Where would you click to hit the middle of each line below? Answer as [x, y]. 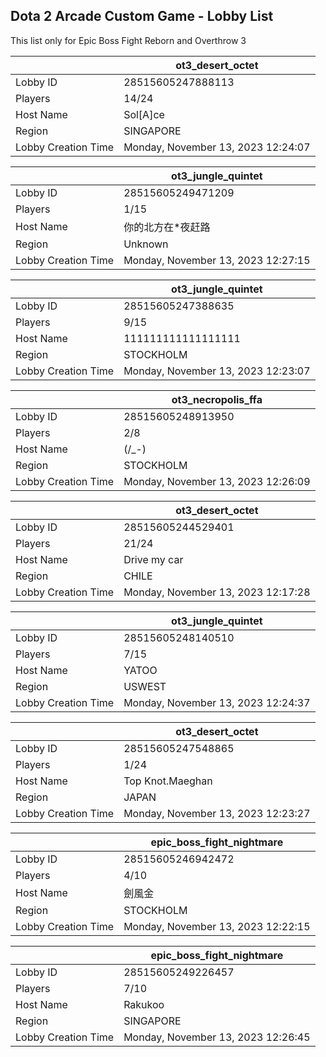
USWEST [145, 686]
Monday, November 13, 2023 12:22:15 [217, 926]
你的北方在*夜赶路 [167, 227]
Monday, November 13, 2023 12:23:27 [217, 813]
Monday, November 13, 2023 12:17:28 [217, 592]
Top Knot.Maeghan [168, 781]
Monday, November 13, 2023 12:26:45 [217, 1037]
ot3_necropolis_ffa [217, 399]
